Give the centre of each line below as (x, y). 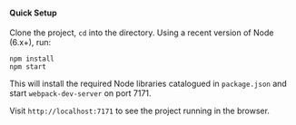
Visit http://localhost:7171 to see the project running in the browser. (140, 111)
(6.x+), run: (30, 43)
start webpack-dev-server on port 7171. (80, 93)
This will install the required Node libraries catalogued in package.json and (148, 84)
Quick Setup (33, 13)
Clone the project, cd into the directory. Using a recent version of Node (142, 33)
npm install (32, 59)
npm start (28, 67)
